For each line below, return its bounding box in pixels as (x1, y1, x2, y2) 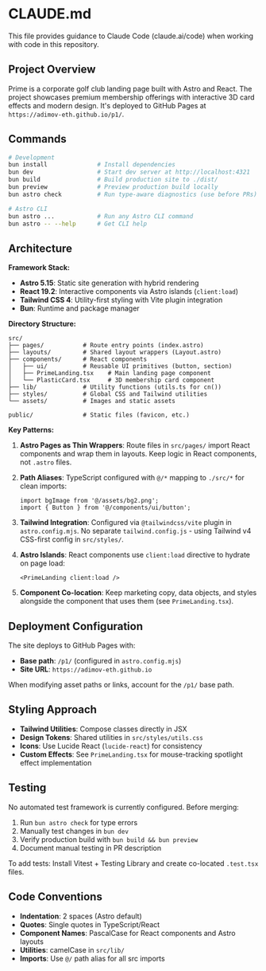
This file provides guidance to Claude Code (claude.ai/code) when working (8, 31, 254, 41)
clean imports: (19, 481, 67, 491)
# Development (8, 153, 56, 162)
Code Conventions (8, 890, 103, 904)
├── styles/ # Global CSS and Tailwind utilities (8, 390, 208, 398)
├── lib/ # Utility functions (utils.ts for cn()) (8, 383, 222, 391)
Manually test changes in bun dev (19, 826, 129, 836)
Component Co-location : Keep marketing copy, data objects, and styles (19, 588, 257, 597)
